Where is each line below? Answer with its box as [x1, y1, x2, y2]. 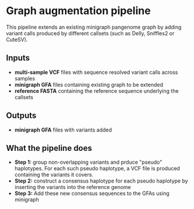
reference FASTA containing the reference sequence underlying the [14, 87, 179, 95]
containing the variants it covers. [14, 171, 93, 178]
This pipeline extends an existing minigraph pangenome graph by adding [6, 23, 182, 31]
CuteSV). [6, 36, 28, 43]
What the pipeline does [6, 143, 92, 153]
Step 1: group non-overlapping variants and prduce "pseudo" [14, 159, 162, 166]
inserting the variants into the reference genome [14, 184, 131, 191]
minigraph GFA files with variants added [14, 126, 112, 133]
